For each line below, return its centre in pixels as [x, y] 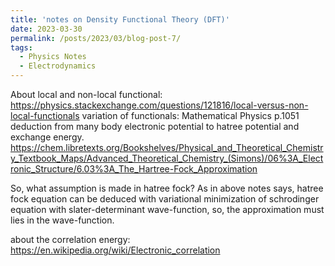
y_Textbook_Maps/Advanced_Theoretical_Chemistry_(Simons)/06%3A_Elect [167, 158]
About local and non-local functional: [86, 94]
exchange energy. [47, 137]
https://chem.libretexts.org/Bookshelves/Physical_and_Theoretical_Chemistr [167, 147]
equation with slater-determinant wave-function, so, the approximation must [167, 209]
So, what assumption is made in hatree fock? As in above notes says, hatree [167, 188]
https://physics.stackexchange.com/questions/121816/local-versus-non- [159, 105]
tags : [21, 47]
